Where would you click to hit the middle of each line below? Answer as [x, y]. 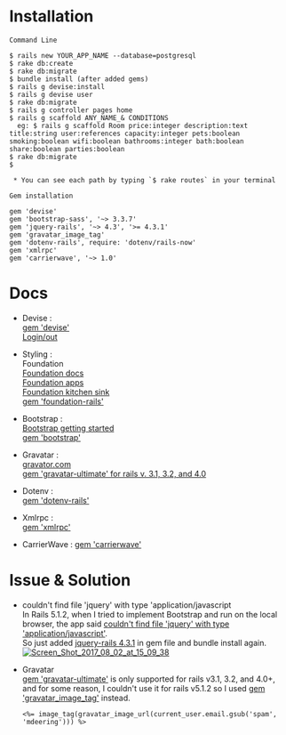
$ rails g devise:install [57, 86]
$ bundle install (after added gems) [79, 79]
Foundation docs [53, 373]
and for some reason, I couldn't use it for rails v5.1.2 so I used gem [143, 688]
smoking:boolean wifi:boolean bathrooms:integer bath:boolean [127, 141]
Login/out [40, 336]
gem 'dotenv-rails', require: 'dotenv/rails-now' [103, 242]
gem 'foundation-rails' [63, 401]
